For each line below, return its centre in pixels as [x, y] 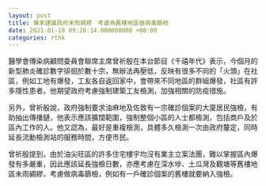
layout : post [30, 15]
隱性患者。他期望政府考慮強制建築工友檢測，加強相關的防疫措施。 [122, 91]
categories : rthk [37, 38]
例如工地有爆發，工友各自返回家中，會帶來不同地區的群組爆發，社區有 [136, 81]
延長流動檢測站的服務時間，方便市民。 [70, 137]
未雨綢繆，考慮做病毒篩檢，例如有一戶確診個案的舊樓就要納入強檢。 [126, 174]
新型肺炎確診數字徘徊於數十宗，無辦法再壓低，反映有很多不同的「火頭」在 [129, 71]
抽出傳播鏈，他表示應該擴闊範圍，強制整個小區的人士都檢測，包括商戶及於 [136, 118]
